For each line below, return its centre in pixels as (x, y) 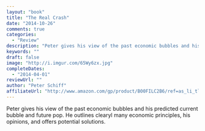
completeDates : (26, 69)
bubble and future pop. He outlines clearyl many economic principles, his (99, 115)
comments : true (26, 29)
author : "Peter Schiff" (37, 86)
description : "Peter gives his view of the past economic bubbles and (98, 46)
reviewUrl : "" (24, 80)
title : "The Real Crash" (38, 18)
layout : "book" (26, 12)
